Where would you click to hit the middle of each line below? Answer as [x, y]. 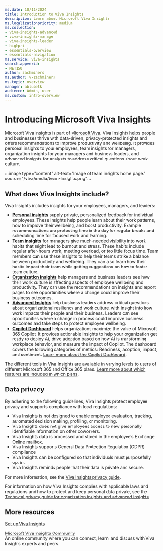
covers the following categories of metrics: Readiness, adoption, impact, [85, 349]
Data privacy [25, 390]
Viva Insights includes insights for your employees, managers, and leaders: [80, 205]
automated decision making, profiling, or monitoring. [65, 421]
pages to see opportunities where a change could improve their [76, 293]
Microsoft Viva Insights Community [40, 533]
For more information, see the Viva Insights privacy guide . [63, 477]
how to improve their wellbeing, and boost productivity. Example [76, 225]
